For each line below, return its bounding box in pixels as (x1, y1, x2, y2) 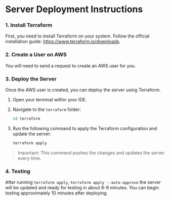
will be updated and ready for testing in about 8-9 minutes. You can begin (5, 185, 159, 191)
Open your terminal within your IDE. (12, 97, 87, 103)
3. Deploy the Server (5, 75, 57, 82)
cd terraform (12, 116, 40, 122)
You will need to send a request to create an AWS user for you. (5, 62, 136, 69)
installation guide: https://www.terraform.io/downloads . (5, 38, 120, 45)
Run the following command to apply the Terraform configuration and (12, 125, 157, 131)
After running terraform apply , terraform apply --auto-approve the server (5, 179, 161, 185)
